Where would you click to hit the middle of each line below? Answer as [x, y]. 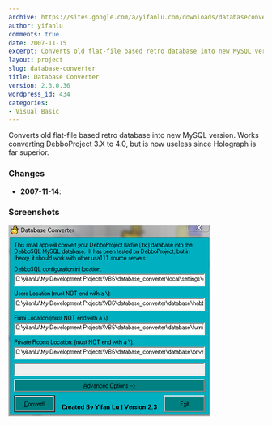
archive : [23, 17]
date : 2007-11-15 [38, 43]
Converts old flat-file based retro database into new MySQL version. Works [134, 135]
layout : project [36, 60]
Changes [27, 174]
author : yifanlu [36, 26]
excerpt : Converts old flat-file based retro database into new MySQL [130, 52]
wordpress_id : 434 [39, 94]
